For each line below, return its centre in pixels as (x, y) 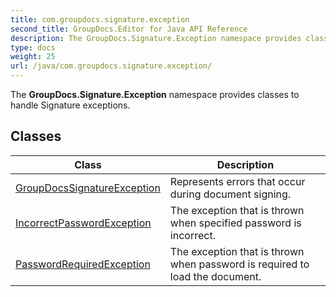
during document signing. (230, 194)
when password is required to (239, 264)
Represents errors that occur (237, 181)
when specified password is (235, 223)
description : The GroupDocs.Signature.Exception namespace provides (156, 38)
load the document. (215, 276)
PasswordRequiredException (83, 264)
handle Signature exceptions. (70, 105)
